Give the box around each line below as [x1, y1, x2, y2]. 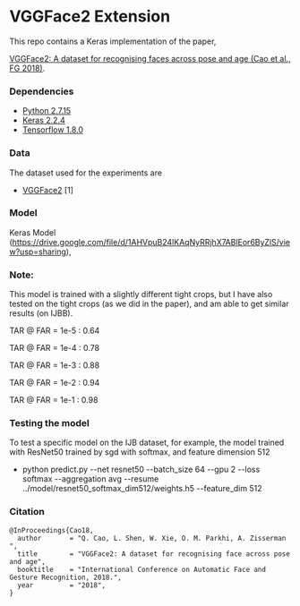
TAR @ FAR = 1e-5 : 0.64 [9, 325, 100, 337]
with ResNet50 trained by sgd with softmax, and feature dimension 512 [9, 447, 270, 457]
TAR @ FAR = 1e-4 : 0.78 [9, 343, 100, 354]
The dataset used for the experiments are [9, 167, 163, 178]
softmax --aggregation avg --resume [21, 474, 159, 484]
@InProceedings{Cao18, [9, 525, 94, 534]
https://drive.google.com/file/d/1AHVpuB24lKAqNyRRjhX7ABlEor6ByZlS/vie [12, 236, 291, 247]
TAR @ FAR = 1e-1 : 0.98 [9, 395, 99, 405]
